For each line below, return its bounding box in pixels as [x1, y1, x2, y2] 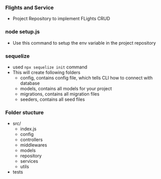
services [20, 158, 38, 164]
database [20, 80, 40, 86]
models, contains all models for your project [20, 85, 112, 91]
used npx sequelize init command [12, 64, 88, 70]
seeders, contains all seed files [20, 96, 85, 102]
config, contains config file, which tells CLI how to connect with [20, 75, 153, 81]
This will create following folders [12, 69, 80, 75]
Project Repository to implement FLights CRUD [12, 16, 110, 22]
